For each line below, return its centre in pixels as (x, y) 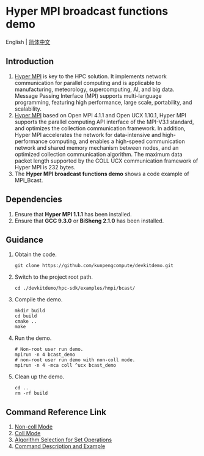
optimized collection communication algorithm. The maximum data (98, 154)
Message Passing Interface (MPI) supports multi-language (88, 95)
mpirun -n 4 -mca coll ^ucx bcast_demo (65, 366)
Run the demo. (33, 338)
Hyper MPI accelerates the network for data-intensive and (88, 134)
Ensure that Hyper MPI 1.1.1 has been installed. (73, 214)
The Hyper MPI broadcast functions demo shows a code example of (102, 174)
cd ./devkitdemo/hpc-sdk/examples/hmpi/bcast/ (75, 289)
